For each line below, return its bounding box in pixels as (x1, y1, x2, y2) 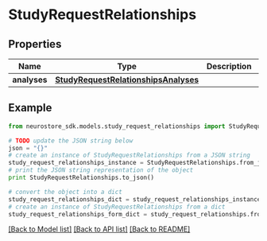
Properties (8, 37, 62, 51)
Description (206, 61, 252, 72)
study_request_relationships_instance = (8, 159, 145, 167)
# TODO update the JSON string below (8, 137, 133, 145)
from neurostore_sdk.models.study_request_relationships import (8, 122, 226, 130)
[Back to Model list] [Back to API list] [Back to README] (8, 224, 191, 234)
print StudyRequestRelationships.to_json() (8, 173, 155, 182)
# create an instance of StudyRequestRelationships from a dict (8, 203, 226, 211)
